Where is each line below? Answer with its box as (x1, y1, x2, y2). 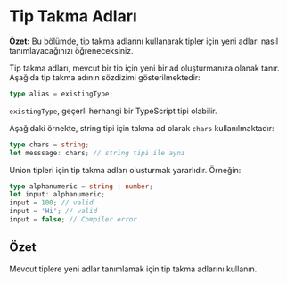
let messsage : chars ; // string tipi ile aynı (9, 148, 185, 157)
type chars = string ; (9, 140, 90, 149)
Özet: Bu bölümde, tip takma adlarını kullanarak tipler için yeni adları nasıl (9, 36, 279, 46)
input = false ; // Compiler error (9, 215, 138, 224)
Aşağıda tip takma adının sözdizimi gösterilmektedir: (9, 71, 201, 82)
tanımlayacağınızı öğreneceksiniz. (9, 45, 134, 55)
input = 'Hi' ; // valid (9, 207, 98, 216)
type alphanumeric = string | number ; (9, 181, 153, 191)
